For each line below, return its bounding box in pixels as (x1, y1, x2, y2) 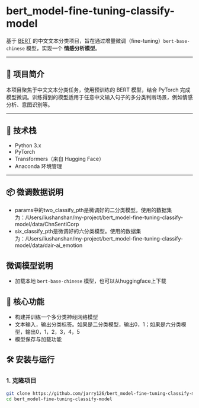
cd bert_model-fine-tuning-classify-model (6, 396, 113, 402)
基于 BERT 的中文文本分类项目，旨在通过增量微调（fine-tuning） (6, 37, 164, 44)
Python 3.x (14, 141, 41, 149)
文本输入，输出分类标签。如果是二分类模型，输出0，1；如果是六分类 (14, 321, 182, 328)
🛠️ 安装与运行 (6, 355, 55, 365)
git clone (6, 390, 31, 396)
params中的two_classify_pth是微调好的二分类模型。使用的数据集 (14, 207, 172, 214)
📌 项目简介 (6, 69, 44, 80)
